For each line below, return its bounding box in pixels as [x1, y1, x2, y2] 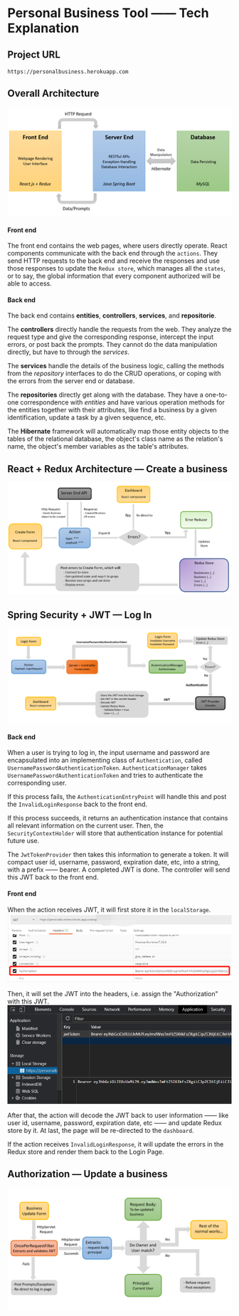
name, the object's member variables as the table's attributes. [7, 442, 189, 451]
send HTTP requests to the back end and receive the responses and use [7, 256, 221, 265]
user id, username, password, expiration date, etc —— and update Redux [7, 1118, 222, 1127]
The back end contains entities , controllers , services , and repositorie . [7, 311, 217, 320]
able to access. [7, 279, 52, 288]
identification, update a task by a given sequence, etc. [7, 413, 166, 422]
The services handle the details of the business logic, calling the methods [7, 362, 225, 370]
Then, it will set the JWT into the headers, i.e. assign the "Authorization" [7, 989, 218, 998]
